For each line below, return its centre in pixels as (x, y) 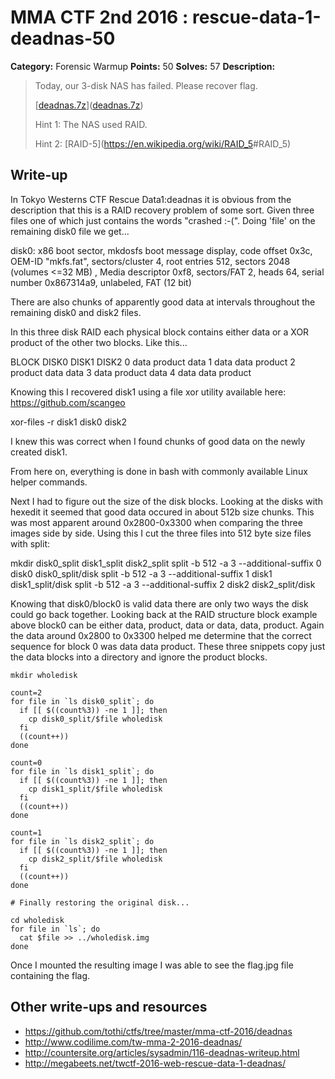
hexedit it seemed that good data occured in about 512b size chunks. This (162, 512)
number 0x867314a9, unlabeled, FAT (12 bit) (101, 282)
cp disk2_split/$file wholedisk (95, 859)
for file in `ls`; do (55, 929)
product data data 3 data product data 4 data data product (131, 372)
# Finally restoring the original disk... (100, 902)
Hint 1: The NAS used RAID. (91, 124)
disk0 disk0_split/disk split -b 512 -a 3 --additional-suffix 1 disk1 (141, 573)
